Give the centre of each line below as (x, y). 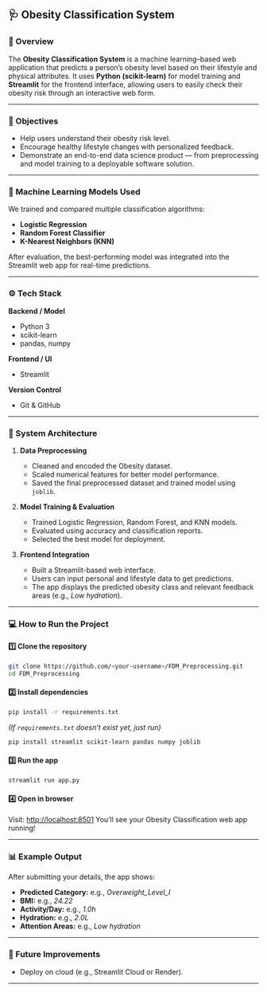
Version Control (35, 390)
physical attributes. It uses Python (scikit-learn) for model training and (124, 76)
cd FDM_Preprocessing (44, 673)
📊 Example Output (45, 857)
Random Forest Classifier (62, 233)
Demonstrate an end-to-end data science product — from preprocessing (139, 155)
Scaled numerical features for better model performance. (125, 474)
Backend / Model (37, 311)
